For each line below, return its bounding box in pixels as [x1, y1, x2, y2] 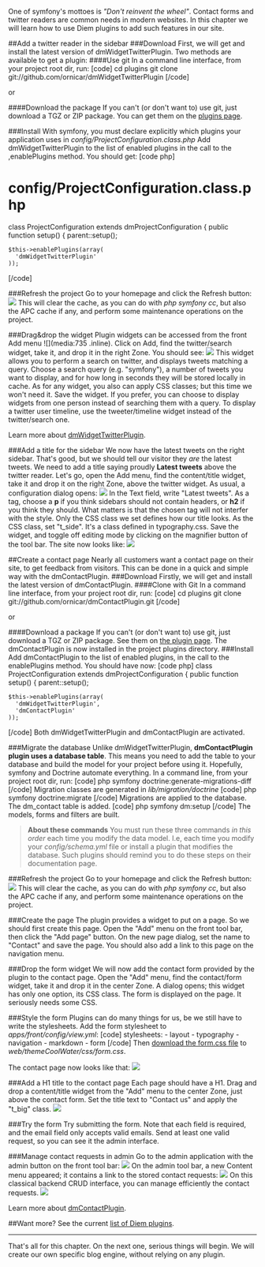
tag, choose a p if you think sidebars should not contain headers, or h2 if [8, 496, 245, 506]
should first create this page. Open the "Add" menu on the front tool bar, [8, 923, 243, 933]
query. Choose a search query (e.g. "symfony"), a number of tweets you [8, 364, 244, 374]
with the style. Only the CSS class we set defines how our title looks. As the [8, 513, 254, 523]
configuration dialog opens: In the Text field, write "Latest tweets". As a [8, 488, 250, 498]
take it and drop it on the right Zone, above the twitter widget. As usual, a [8, 479, 246, 488]
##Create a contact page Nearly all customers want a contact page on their [8, 555, 254, 564]
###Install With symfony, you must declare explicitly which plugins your [8, 126, 241, 136]
